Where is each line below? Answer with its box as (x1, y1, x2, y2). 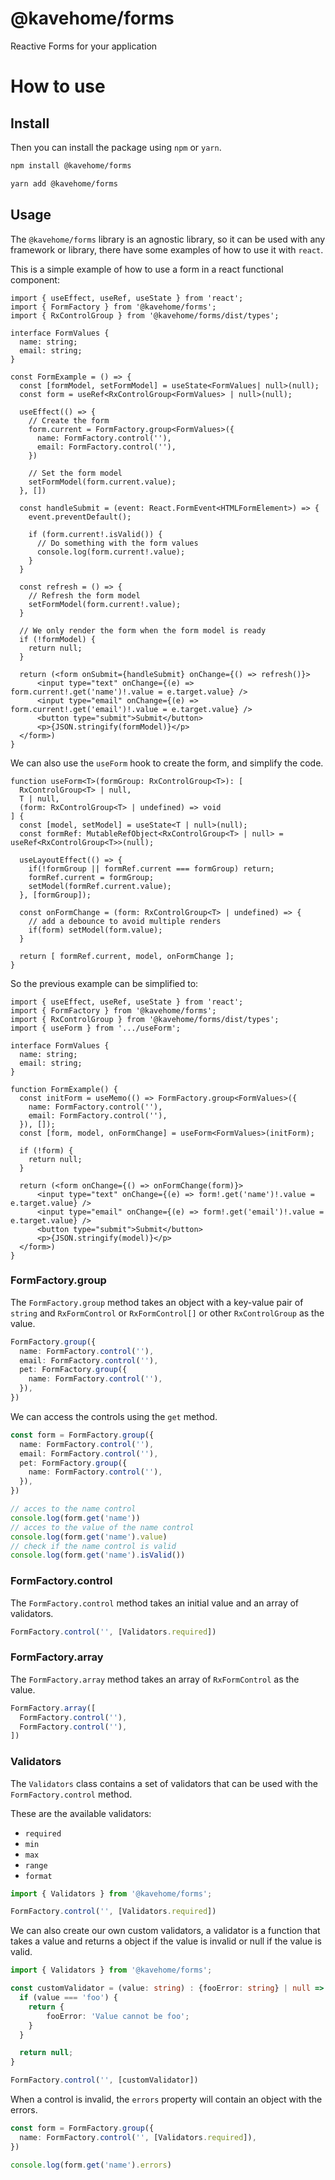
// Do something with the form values (36, 538, 199, 548)
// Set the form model (28, 468, 123, 478)
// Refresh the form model (28, 590, 141, 601)
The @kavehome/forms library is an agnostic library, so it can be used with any (10, 233, 326, 245)
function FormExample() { (10, 1084, 118, 1094)
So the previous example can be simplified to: (10, 977, 199, 989)
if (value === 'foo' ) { (19, 1993, 118, 2003)
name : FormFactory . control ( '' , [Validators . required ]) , (19, 2132, 257, 2142)
